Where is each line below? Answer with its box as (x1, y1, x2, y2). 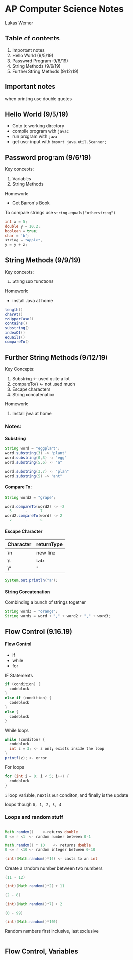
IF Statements (5, 672, 33, 678)
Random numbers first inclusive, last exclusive (5, 928, 99, 934)
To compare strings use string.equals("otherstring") (5, 210, 116, 216)
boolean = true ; (5, 228, 38, 233)
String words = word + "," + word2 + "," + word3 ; (5, 614, 111, 619)
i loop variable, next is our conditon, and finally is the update (5, 792, 129, 798)
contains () (5, 321, 27, 326)
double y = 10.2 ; (5, 224, 41, 229)
